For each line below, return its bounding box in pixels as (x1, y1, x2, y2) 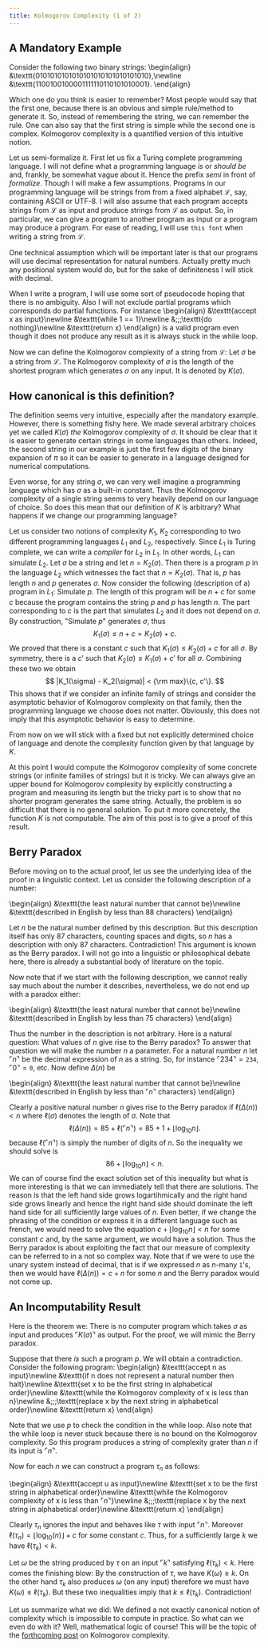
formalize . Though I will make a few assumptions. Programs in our (9, 178, 227, 188)
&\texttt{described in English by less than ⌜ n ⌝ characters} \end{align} (9, 1087, 235, 1097)
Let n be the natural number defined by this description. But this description (9, 923, 258, 933)
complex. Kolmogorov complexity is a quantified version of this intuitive (9, 129, 244, 138)
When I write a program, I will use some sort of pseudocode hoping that (9, 289, 246, 298)
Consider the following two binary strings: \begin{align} (9, 62, 191, 72)
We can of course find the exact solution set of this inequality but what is (9, 1173, 249, 1182)
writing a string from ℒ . (9, 232, 86, 242)
